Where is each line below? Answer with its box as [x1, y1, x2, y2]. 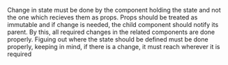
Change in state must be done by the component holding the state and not [7, 6, 221, 14]
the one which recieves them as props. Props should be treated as [7, 13, 198, 21]
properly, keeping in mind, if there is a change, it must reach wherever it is [7, 43, 220, 50]
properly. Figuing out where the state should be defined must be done [7, 35, 208, 44]
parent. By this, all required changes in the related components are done [7, 28, 215, 36]
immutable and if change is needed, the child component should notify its [7, 21, 219, 28]
